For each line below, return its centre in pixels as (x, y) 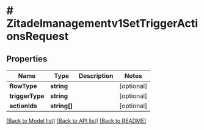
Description (96, 76)
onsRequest (38, 36)
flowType (24, 86)
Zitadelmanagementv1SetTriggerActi (102, 23)
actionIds (24, 106)
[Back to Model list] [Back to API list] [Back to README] (76, 121)
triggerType (27, 96)
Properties (27, 59)
